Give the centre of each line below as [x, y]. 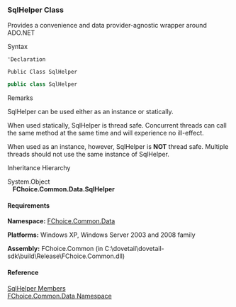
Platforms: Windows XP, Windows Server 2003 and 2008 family [102, 235]
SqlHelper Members [36, 288]
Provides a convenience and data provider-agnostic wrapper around [107, 26]
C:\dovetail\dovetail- [134, 249]
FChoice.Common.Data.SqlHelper [64, 189]
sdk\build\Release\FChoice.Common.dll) [66, 256]
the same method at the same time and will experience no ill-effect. [106, 133]
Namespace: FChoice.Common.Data [61, 221]
